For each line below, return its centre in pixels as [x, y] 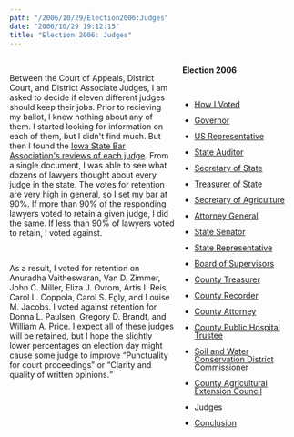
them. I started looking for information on [86, 127]
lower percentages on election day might [86, 346]
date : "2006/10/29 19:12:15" [65, 26]
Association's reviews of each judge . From [89, 156]
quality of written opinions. [60, 375]
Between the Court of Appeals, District [82, 78]
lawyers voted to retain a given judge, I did [89, 214]
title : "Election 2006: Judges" [71, 35]
